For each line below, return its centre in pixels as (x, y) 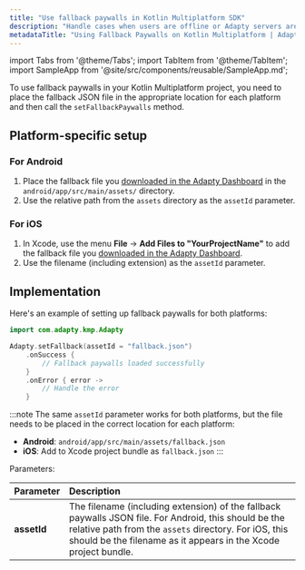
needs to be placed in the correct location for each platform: (122, 424)
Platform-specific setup (79, 136)
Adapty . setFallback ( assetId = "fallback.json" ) (101, 347)
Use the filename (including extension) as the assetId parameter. (144, 263)
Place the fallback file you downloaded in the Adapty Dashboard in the (154, 182)
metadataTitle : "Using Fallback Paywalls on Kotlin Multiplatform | (142, 34)
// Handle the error (81, 388)
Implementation (55, 291)
